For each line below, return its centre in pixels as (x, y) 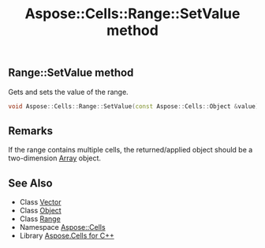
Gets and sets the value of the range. (68, 92)
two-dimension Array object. (54, 158)
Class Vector (40, 202)
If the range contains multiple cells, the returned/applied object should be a (131, 150)
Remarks (31, 131)
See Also (30, 183)
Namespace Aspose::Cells (62, 227)
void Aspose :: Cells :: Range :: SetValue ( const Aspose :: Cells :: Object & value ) (134, 106)
